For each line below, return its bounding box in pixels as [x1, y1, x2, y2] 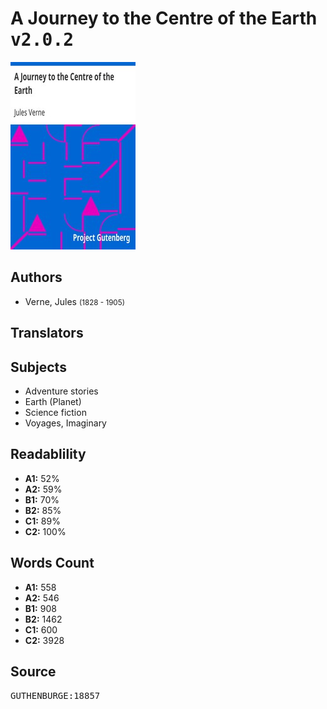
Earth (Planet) [24, 395, 82, 407]
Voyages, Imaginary [24, 417, 107, 429]
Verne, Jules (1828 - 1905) [24, 295, 125, 307]
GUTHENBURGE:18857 [10, 690, 101, 702]
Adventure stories [24, 385, 99, 397]
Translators [10, 325, 84, 342]
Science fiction [24, 406, 87, 418]
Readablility [10, 446, 87, 463]
